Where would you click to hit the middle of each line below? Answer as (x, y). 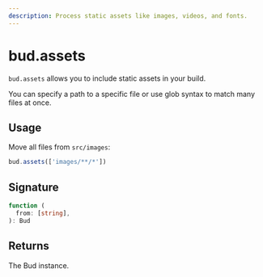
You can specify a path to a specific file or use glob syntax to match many (132, 94)
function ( (27, 206)
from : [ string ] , (43, 213)
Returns (29, 246)
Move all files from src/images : (59, 147)
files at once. (30, 103)
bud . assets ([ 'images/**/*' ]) (57, 162)
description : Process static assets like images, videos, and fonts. (128, 16)
